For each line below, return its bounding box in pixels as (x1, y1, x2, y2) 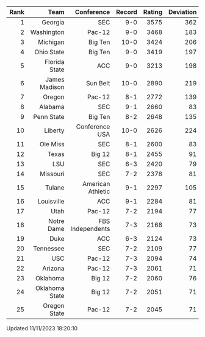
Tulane (45, 183, 65, 191)
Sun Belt (86, 79, 110, 87)
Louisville (37, 197, 65, 205)
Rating (143, 8, 163, 16)
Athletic (88, 187, 110, 196)
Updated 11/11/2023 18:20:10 (6, 325, 78, 332)
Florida (45, 58, 65, 66)
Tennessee (32, 244, 65, 252)
